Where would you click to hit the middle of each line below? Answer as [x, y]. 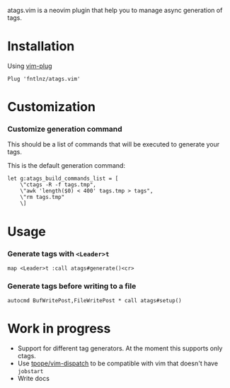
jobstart [30, 372]
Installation [41, 46]
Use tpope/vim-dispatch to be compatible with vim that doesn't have [117, 363]
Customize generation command [65, 129]
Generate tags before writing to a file [72, 286]
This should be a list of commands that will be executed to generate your [114, 144]
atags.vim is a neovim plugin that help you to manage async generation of [115, 10]
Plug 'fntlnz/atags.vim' [44, 79]
